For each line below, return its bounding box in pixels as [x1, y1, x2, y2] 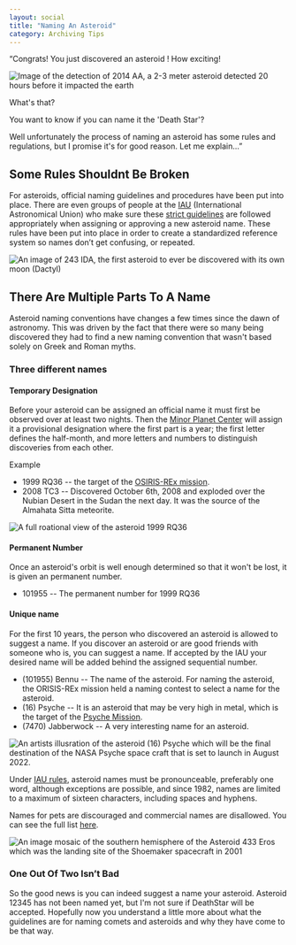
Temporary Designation [9, 385, 99, 396]
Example [9, 459, 42, 470]
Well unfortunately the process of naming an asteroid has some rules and [9, 132, 276, 142]
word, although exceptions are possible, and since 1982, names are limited [9, 783, 281, 794]
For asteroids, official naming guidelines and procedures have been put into [9, 190, 285, 201]
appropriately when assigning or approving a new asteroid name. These [9, 219, 271, 229]
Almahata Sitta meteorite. [21, 505, 115, 516]
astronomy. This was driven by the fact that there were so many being [9, 322, 264, 333]
